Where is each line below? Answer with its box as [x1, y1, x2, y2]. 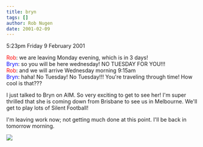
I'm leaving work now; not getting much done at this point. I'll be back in [6, 116, 187, 123]
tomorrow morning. [6, 122, 55, 130]
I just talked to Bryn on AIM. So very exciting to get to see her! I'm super [6, 91, 187, 99]
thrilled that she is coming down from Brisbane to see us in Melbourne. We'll [6, 98, 198, 105]
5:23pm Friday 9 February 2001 [6, 42, 85, 50]
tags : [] [6, 15, 29, 21]
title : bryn [6, 8, 36, 15]
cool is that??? [6, 80, 43, 87]
